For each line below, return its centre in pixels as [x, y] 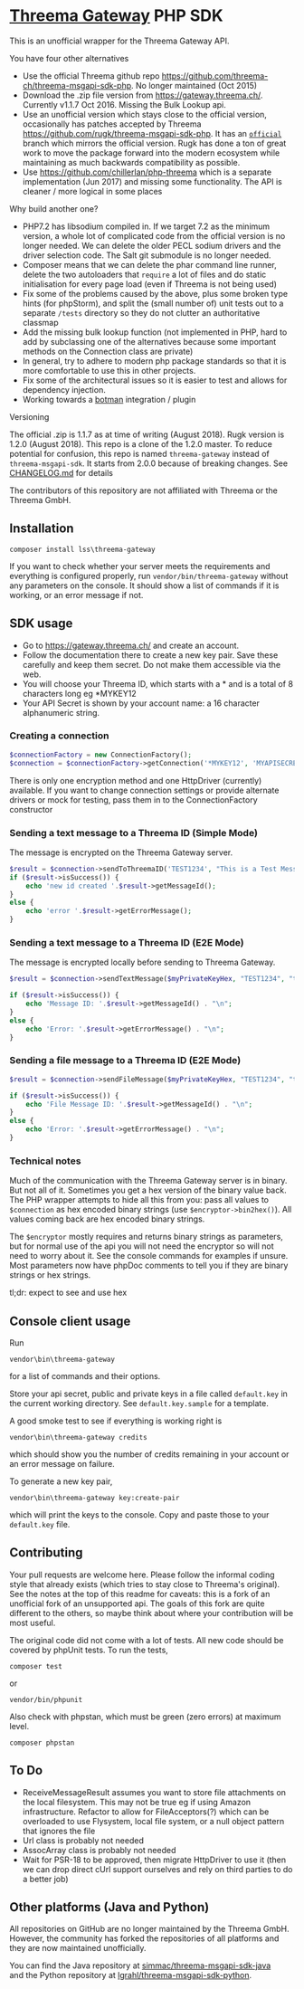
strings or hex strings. [50, 1275]
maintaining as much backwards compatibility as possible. [131, 162]
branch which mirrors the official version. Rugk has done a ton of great [154, 143]
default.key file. [40, 1524]
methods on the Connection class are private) [108, 351]
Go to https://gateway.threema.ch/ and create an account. [131, 645]
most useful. [33, 1623]
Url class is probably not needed [83, 1840]
